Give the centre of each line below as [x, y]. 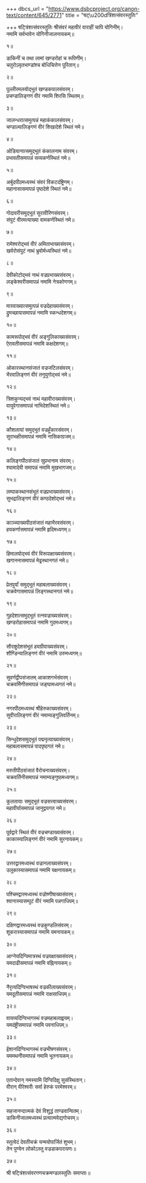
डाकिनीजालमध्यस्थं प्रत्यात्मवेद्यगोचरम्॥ [43, 1118]
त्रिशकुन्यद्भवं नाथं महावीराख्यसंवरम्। [41, 399]
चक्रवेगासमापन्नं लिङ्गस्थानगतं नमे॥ [40, 591]
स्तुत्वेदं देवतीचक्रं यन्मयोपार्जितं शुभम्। [41, 1142]
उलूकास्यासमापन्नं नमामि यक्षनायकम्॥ [41, 870]
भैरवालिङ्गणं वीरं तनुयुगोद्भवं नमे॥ [39, 375]
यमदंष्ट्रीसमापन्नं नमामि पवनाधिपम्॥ [37, 1025]
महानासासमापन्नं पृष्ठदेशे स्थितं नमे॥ [39, 189]
